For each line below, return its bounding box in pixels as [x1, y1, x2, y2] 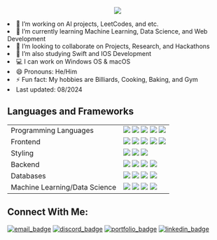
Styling [10, 148, 34, 157]
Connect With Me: [7, 206, 89, 218]
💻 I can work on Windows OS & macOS [16, 57, 131, 66]
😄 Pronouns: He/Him [16, 67, 78, 76]
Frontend [10, 136, 41, 146]
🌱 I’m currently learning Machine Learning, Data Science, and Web [16, 27, 208, 35]
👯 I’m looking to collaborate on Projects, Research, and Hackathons [16, 42, 210, 50]
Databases [10, 171, 46, 181]
